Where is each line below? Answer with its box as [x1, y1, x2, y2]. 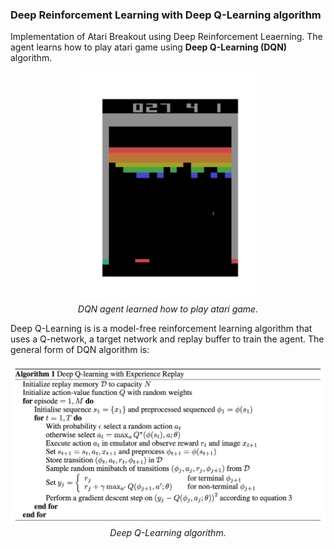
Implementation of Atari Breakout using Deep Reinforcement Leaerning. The [10, 31, 323, 43]
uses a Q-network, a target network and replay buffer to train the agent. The [10, 333, 325, 345]
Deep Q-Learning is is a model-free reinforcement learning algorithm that [10, 322, 313, 334]
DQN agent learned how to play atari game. [77, 303, 259, 315]
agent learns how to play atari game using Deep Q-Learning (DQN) [10, 41, 288, 53]
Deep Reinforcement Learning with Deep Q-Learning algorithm [10, 8, 322, 22]
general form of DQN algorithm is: [10, 343, 150, 355]
